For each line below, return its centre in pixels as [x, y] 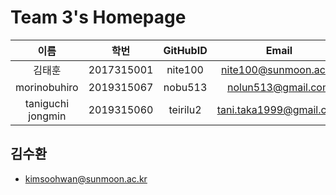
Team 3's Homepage [98, 17]
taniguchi [47, 103]
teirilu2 [185, 109]
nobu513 [185, 87]
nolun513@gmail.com [279, 87]
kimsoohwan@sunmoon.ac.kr [86, 178]
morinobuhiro [47, 87]
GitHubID [185, 50]
